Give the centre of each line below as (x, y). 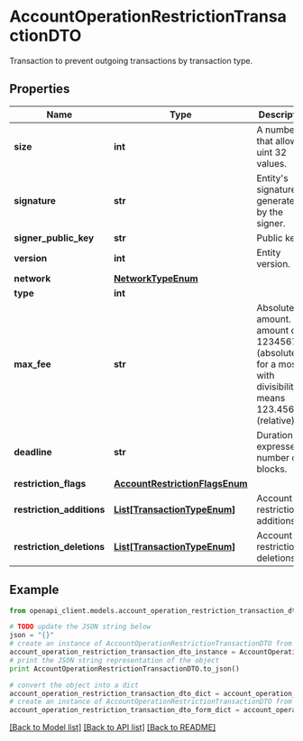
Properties (40, 89)
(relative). (277, 420)
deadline (33, 452)
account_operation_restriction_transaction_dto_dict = (115, 693)
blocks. (272, 469)
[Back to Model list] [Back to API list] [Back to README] (113, 727)
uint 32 (271, 152)
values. (271, 163)
